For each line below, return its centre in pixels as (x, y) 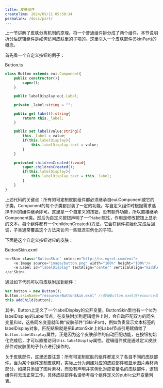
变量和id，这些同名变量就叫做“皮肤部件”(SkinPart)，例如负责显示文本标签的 (80, 322)
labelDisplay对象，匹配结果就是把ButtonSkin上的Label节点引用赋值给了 (76, 328)
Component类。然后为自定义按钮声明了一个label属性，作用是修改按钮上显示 (81, 217)
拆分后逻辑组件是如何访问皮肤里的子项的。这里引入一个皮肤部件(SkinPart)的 (81, 39)
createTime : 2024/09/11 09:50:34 (39, 14)
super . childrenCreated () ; (49, 167)
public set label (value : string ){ (48, 131)
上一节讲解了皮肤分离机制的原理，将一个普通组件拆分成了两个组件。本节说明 (81, 33)
